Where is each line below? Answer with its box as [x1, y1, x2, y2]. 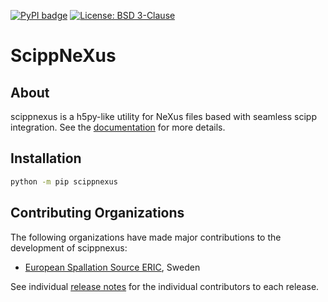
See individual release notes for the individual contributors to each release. [10, 280, 320, 292]
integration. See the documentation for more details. [10, 121, 226, 133]
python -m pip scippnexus [10, 176, 118, 187]
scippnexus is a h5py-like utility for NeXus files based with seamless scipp [10, 111, 317, 122]
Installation [10, 150, 82, 167]
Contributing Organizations [10, 205, 185, 222]
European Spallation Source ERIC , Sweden [24, 261, 201, 273]
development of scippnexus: [10, 241, 128, 254]
